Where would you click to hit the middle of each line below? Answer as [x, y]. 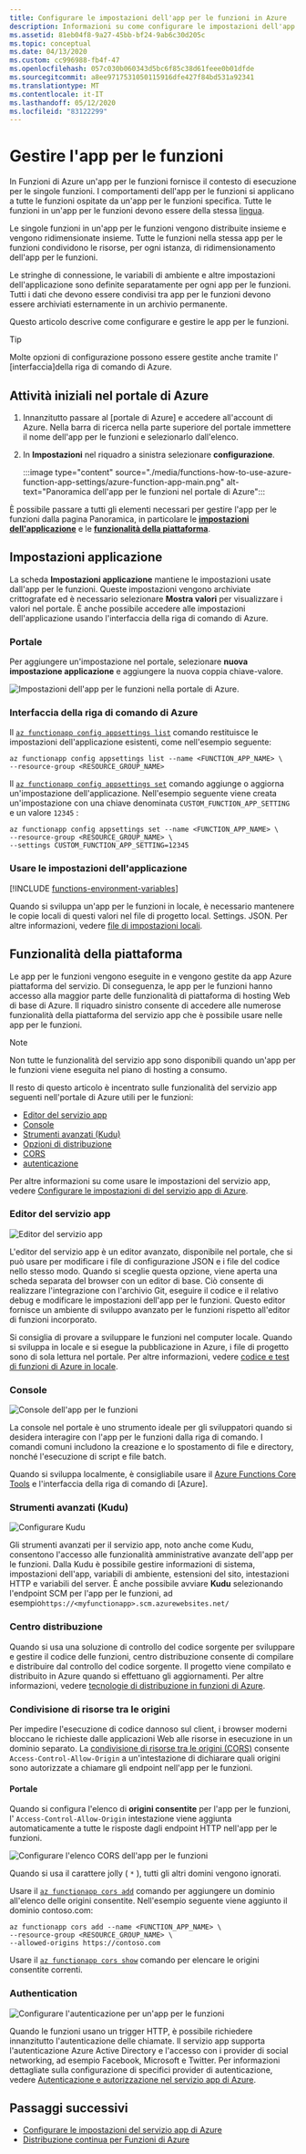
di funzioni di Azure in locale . [64, 1366]
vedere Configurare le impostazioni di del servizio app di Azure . [129, 1191]
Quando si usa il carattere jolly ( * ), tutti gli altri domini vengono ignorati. [146, 1873]
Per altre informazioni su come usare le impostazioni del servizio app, [140, 1181]
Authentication [43, 1993]
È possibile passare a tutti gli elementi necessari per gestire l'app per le [143, 509]
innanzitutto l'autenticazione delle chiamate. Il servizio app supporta [138, 2041]
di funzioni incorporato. [53, 1319]
